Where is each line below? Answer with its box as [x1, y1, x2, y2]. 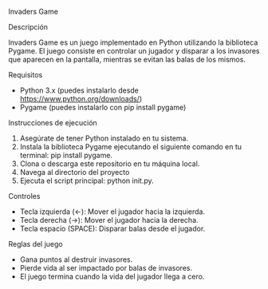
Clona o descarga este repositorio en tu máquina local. [19, 159, 200, 168]
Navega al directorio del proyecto [19, 168, 130, 176]
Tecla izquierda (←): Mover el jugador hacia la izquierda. [19, 207, 206, 216]
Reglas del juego [8, 240, 64, 248]
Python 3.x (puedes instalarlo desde [19, 85, 140, 95]
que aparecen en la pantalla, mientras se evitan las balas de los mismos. [8, 55, 246, 64]
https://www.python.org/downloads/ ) [19, 94, 143, 103]
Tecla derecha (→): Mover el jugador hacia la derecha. [19, 216, 199, 224]
